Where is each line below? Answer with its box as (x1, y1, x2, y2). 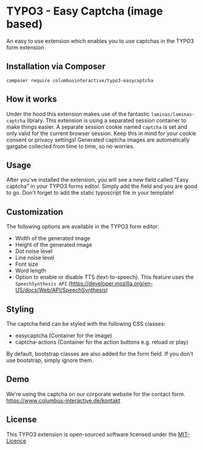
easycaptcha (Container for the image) (15, 332, 112, 339)
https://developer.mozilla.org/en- (70, 280, 153, 287)
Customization (6, 207, 64, 217)
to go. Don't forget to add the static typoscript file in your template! (6, 189, 174, 196)
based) (6, 17, 43, 31)
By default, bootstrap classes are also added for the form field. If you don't (6, 350, 193, 357)
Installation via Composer (6, 61, 106, 72)
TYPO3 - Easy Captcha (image (6, 4, 163, 18)
